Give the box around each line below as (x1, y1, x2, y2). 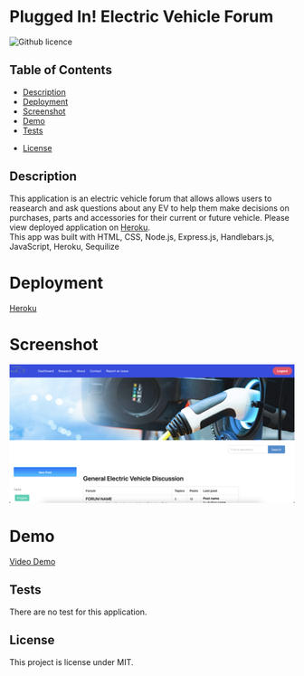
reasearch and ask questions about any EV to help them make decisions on (9, 202, 290, 214)
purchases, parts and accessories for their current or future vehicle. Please (9, 212, 290, 223)
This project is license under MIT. (9, 656, 134, 667)
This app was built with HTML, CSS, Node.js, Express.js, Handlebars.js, (9, 231, 275, 242)
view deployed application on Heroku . (9, 222, 151, 233)
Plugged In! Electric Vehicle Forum (9, 6, 274, 27)
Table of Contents (9, 62, 113, 78)
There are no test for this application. (9, 606, 147, 617)
